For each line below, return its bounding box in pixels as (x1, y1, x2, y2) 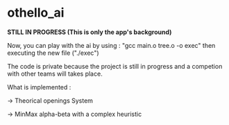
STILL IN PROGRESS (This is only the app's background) (7, 28, 172, 36)
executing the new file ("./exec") (7, 49, 99, 57)
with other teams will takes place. (7, 69, 103, 78)
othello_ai (7, 5, 65, 21)
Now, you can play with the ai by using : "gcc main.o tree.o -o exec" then (7, 41, 216, 49)
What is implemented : (7, 83, 71, 91)
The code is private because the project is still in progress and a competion (7, 62, 223, 70)
